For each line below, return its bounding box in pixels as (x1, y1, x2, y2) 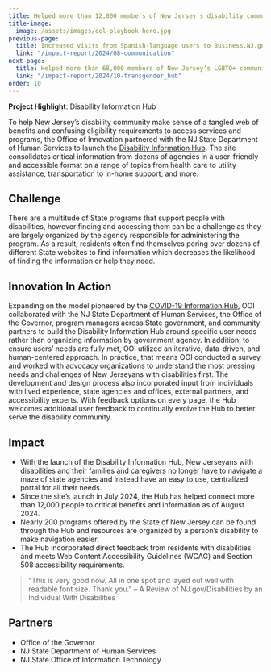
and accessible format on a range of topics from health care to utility (8, 160, 236, 169)
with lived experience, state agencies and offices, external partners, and (8, 386, 248, 396)
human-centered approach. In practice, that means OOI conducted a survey (8, 353, 261, 362)
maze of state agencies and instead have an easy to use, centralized (19, 474, 248, 484)
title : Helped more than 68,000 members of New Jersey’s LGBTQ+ (15, 65, 236, 73)
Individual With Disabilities (27, 592, 116, 602)
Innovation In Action (8, 279, 112, 293)
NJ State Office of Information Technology (19, 654, 161, 664)
